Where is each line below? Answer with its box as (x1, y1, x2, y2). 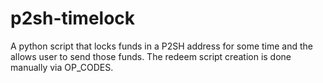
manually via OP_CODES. (10, 61, 114, 73)
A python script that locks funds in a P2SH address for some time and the (10, 40, 314, 52)
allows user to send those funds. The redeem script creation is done (10, 50, 292, 62)
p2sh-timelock (10, 7, 136, 30)
